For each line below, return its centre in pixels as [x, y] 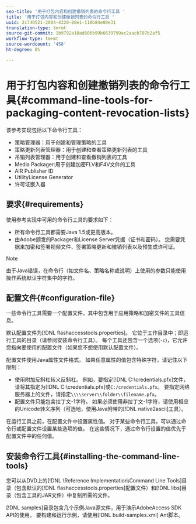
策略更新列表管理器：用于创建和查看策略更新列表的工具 [81, 149]
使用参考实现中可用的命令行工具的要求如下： [60, 220]
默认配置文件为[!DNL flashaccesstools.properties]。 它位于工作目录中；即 [95, 333]
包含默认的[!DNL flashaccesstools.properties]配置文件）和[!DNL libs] [99, 488]
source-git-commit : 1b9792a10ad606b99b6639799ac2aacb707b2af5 [83, 33]
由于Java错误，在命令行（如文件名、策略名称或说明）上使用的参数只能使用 [96, 270]
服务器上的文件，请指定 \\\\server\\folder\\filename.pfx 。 [87, 394]
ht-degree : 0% [23, 50]
